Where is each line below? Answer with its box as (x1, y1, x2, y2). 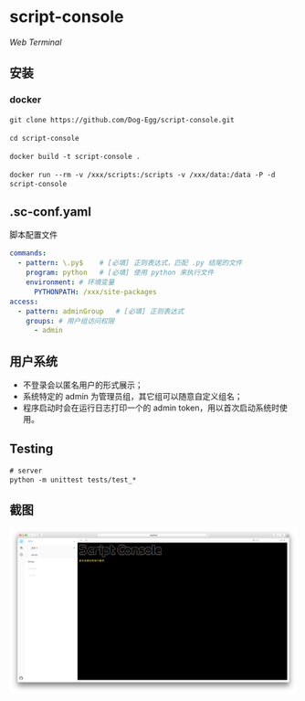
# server (9, 466, 43, 475)
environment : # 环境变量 (26, 278, 115, 287)
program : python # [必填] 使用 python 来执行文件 (26, 268, 215, 278)
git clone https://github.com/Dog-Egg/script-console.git (9, 115, 235, 124)
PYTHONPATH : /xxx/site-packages (33, 287, 157, 296)
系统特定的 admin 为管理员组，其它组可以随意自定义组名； (22, 391, 244, 402)
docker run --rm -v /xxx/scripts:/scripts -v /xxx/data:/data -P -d (9, 170, 276, 179)
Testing (9, 441, 54, 456)
